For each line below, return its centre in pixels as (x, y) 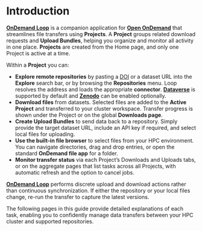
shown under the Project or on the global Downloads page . (89, 115)
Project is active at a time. (38, 53)
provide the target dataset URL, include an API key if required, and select (106, 128)
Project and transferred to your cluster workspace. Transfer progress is (104, 108)
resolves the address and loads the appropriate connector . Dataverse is (105, 89)
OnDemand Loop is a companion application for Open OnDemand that (94, 28)
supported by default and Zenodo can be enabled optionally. (91, 96)
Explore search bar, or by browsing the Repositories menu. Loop (96, 83)
